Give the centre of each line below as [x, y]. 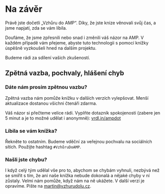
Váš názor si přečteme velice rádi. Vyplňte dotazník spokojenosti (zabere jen [83, 113]
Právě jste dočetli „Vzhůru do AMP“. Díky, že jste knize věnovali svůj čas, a [81, 23]
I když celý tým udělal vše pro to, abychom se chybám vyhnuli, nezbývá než [82, 170]
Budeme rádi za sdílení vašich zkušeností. [48, 57]
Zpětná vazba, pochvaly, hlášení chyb [65, 73]
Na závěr [24, 9]
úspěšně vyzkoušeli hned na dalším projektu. [51, 48]
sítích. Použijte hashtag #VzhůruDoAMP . [43, 147]
